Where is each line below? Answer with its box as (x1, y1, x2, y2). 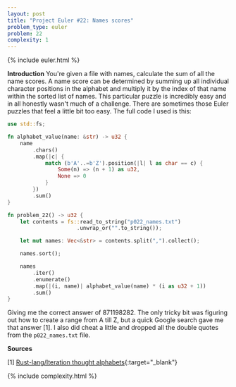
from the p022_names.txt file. (7, 331, 91, 339)
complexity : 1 (7, 37, 49, 44)
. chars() (32, 146, 58, 154)
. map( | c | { (32, 153, 65, 160)
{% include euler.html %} (7, 56, 80, 64)
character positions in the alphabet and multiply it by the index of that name (7, 85, 227, 93)
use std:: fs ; (7, 121, 46, 128)
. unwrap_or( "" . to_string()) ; (76, 225, 162, 232)
